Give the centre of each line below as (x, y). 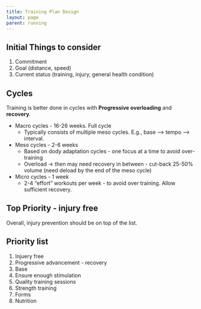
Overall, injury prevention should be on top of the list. (72, 223)
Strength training (36, 288)
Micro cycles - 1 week (42, 177)
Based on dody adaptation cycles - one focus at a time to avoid (102, 151)
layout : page (22, 17)
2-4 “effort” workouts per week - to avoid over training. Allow (100, 183)
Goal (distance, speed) (43, 68)
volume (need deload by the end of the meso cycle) (88, 170)
